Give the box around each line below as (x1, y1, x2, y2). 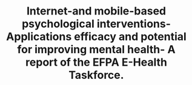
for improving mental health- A (17, 43, 176, 57)
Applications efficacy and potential (6, 30, 187, 43)
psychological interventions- (21, 17, 171, 31)
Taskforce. (68, 68, 124, 82)
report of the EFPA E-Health (25, 55, 167, 69)
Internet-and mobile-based (26, 4, 167, 18)
